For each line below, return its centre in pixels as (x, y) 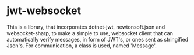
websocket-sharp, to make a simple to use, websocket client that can (90, 33)
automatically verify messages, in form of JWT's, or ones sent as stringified (98, 39)
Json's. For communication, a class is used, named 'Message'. (82, 46)
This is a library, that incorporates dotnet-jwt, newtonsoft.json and (86, 27)
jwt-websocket (44, 11)
